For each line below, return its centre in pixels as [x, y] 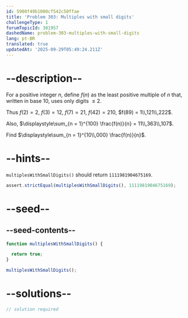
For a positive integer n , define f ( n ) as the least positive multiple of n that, [94, 95]
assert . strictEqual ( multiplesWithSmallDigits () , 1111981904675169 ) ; [91, 185]
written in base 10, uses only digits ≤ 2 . [54, 101]
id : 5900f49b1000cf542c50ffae [43, 11]
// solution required [32, 309]
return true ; [27, 254]
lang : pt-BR [20, 39]
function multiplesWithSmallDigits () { [55, 244]
